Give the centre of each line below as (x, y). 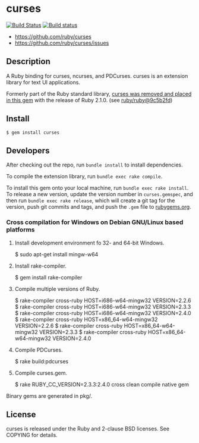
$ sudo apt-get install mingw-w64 (56, 254)
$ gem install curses (33, 133)
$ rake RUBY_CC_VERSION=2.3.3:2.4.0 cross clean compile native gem (102, 384)
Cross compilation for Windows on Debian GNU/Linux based (95, 222)
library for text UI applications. (43, 82)
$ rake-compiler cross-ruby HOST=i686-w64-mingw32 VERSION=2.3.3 (103, 307)
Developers (28, 150)
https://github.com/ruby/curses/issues (62, 43)
